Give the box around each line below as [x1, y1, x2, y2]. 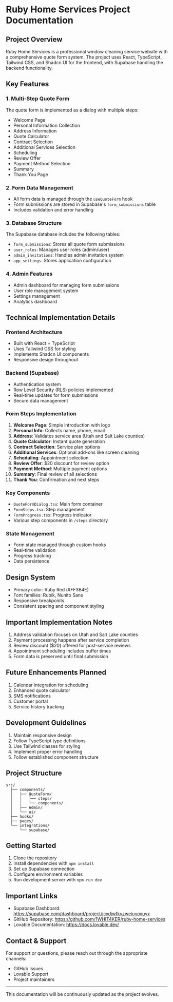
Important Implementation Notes [6, 618, 113, 627]
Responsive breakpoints [13, 598, 65, 604]
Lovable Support [13, 971, 49, 977]
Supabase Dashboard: [13, 905, 61, 912]
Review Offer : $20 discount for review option [13, 460, 110, 466]
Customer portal [13, 698, 48, 704]
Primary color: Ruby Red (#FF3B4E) [13, 587, 89, 593]
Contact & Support [6, 936, 67, 945]
